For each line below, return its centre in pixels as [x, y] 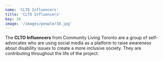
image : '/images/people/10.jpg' [39, 24]
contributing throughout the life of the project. [52, 54]
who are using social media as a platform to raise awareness [89, 43]
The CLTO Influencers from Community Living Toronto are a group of [76, 38]
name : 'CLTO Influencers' [32, 10]
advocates [16, 43]
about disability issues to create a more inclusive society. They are [73, 48]
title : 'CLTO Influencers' [33, 14]
